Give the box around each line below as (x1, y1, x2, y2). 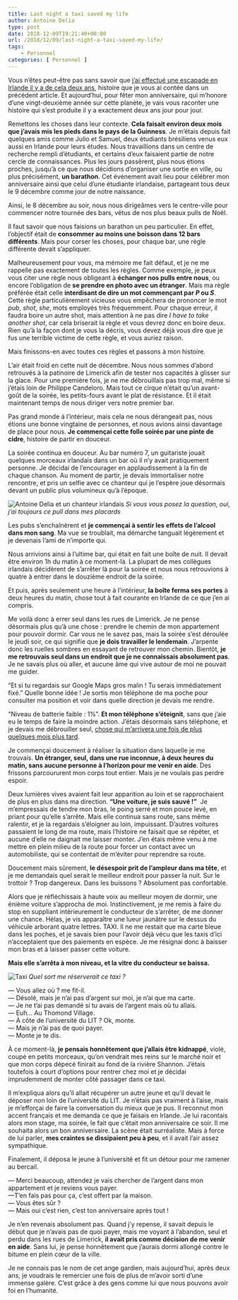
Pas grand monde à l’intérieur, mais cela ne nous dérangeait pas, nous (8, 412, 213, 421)
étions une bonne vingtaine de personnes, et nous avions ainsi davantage (8, 419, 222, 428)
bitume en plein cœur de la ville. (8, 1250, 102, 1258)
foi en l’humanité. (8, 1286, 59, 1294)
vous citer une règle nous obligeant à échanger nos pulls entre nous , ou (8, 273, 220, 282)
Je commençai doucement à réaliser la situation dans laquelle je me (8, 745, 206, 754)
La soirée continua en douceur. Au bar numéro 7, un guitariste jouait (8, 448, 206, 457)
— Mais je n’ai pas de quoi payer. (8, 1023, 105, 1032)
